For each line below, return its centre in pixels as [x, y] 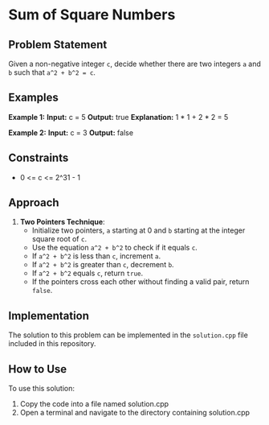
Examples [33, 98]
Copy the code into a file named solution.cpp [94, 404]
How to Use [38, 369]
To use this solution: [41, 389]
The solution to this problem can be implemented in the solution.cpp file [128, 335]
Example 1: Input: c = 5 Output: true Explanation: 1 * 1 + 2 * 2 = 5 [118, 117]
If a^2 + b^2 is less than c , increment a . [96, 256]
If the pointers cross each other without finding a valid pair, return [141, 282]
